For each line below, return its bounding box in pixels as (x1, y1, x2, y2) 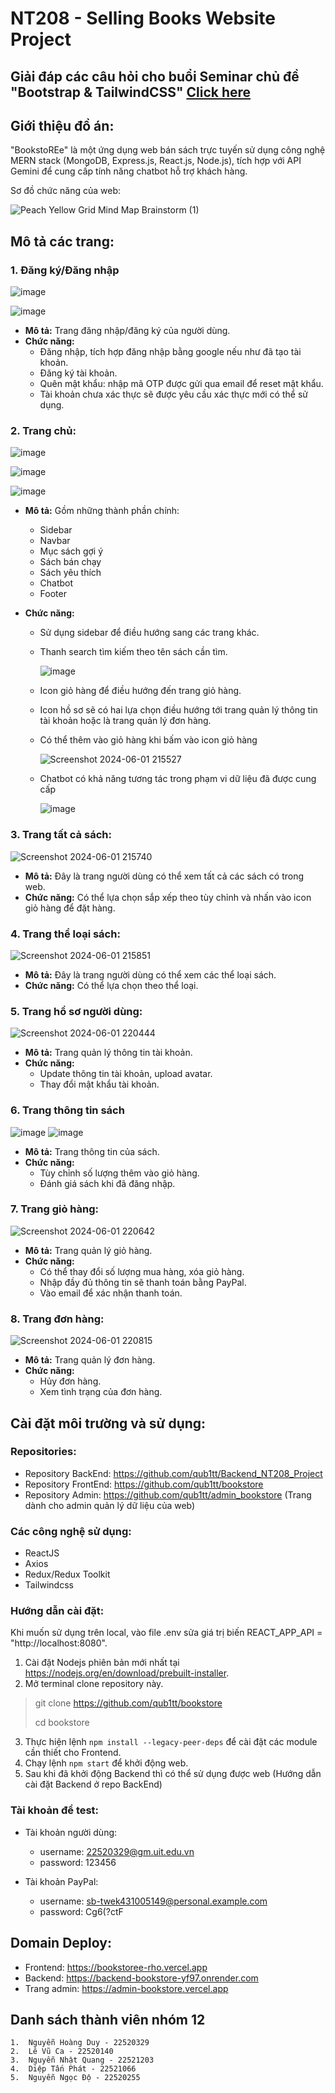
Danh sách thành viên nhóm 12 (10, 2011, 206, 2028)
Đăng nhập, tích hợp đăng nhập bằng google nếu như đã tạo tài (39, 346, 302, 358)
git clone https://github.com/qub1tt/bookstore (34, 1697, 223, 1709)
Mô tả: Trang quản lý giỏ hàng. (24, 1244, 153, 1256)
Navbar (39, 535, 71, 547)
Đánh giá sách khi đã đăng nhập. (39, 1177, 176, 1189)
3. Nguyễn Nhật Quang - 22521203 (10, 2055, 155, 2066)
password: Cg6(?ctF (39, 1905, 124, 1917)
